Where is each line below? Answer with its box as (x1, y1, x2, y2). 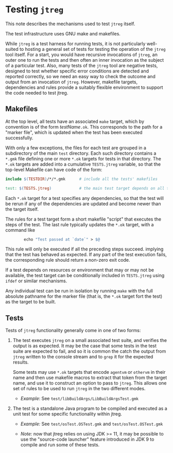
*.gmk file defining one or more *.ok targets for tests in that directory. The (5, 155, 161, 161)
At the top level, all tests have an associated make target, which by (5, 118, 144, 124)
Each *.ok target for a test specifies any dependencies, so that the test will (5, 195, 164, 201)
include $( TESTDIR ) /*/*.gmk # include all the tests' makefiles (5, 176, 158, 182)
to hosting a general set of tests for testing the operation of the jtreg (20, 46, 166, 52)
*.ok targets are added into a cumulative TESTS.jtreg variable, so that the (5, 161, 161, 167)
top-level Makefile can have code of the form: (5, 166, 102, 173)
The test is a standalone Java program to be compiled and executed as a (12, 405, 167, 412)
